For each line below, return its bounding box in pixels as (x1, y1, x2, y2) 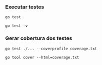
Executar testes (5, 3, 44, 10)
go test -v (5, 23, 28, 28)
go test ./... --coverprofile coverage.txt (5, 46, 97, 51)
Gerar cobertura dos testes (5, 35, 72, 42)
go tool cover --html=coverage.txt (5, 55, 79, 60)
